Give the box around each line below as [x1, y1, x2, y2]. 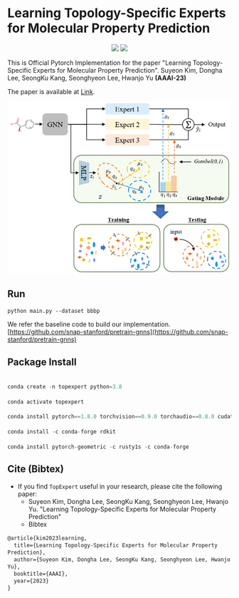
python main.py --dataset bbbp [7, 308, 100, 315]
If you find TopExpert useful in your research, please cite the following [17, 482, 223, 490]
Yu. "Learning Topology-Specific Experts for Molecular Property [28, 505, 217, 513]
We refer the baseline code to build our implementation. [7, 320, 171, 329]
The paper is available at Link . [7, 87, 95, 96]
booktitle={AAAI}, [14, 570, 69, 577]
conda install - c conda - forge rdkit [7, 428, 116, 435]
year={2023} [14, 577, 50, 584]
